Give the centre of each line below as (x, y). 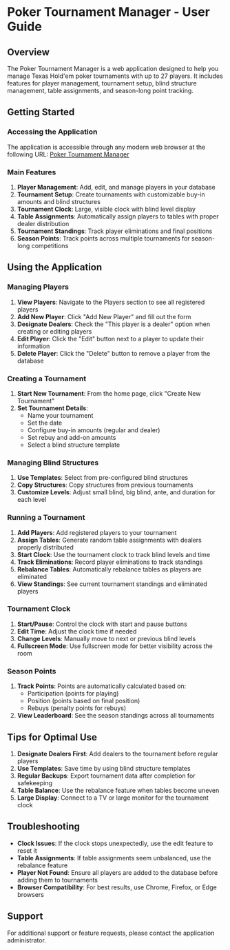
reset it (27, 850)
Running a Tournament (46, 518)
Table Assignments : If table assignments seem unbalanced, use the (114, 858)
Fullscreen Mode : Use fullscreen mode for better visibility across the (115, 646)
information (33, 346)
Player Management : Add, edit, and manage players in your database (116, 187)
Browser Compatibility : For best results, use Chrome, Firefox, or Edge (117, 887)
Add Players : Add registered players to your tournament (97, 532)
